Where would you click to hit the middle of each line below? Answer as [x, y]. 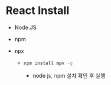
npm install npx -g [48, 63]
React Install [38, 11]
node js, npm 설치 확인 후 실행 [69, 75]
